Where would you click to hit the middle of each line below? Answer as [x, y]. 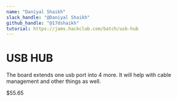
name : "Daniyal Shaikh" [36, 12]
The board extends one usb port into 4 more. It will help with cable [89, 75]
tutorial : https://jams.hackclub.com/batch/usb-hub [72, 29]
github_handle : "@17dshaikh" [43, 23]
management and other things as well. [54, 81]
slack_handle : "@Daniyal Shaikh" [48, 17]
